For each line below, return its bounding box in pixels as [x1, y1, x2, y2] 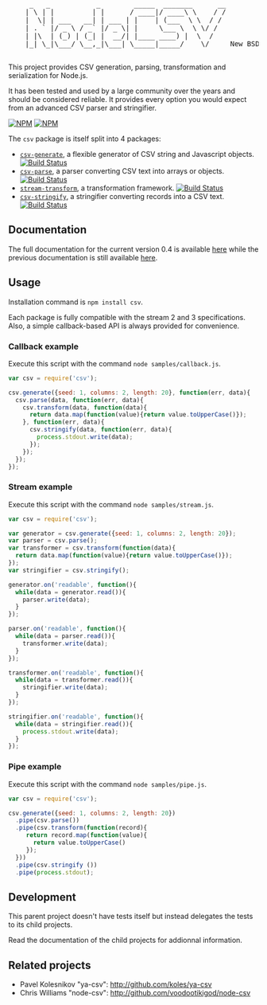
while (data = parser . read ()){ [15, 632, 115, 640]
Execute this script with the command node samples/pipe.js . [8, 779, 207, 788]
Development [8, 890, 77, 904]
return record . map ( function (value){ [25, 831, 148, 839]
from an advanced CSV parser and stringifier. [8, 104, 157, 112]
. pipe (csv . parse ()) [15, 816, 80, 824]
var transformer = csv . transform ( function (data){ [8, 544, 176, 553]
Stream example [8, 482, 73, 493]
